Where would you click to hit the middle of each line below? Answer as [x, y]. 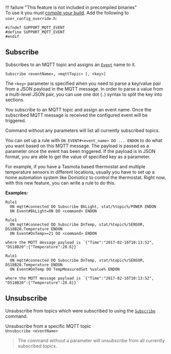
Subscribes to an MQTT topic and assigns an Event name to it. [71, 64]
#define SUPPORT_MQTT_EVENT [35, 32]
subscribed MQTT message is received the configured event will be [77, 115]
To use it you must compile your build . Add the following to [67, 13]
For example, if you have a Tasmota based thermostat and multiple [75, 166]
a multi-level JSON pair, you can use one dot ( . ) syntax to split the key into [84, 94]
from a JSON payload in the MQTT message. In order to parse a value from [84, 88]
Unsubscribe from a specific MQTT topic [48, 326]
